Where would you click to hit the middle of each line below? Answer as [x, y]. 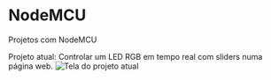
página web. [31, 66]
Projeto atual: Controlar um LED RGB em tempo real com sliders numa [135, 56]
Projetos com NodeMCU [53, 40]
